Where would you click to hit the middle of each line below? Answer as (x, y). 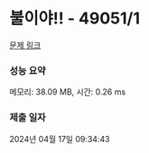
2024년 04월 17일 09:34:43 (60, 139)
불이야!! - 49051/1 (74, 18)
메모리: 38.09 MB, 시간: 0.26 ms (68, 92)
